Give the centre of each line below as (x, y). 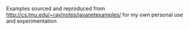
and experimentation (31, 21)
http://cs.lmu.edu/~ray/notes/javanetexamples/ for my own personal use (94, 15)
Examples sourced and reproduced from (56, 9)
